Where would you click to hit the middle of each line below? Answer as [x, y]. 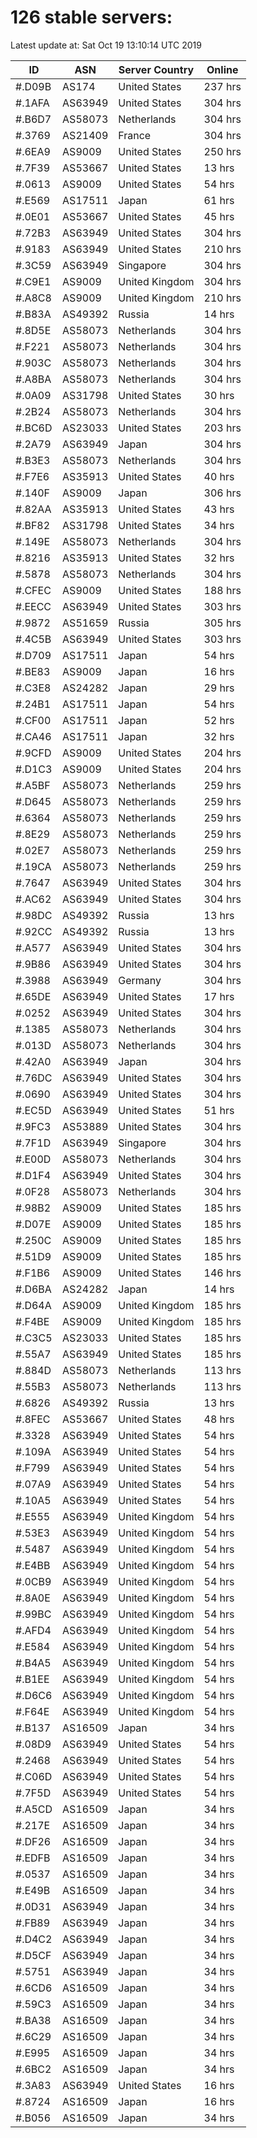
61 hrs [219, 200]
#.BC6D [34, 428]
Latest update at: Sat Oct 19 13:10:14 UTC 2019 [106, 45]
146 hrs [222, 1273]
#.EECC [33, 606]
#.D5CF [33, 1955]
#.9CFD [33, 753]
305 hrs [222, 623]
